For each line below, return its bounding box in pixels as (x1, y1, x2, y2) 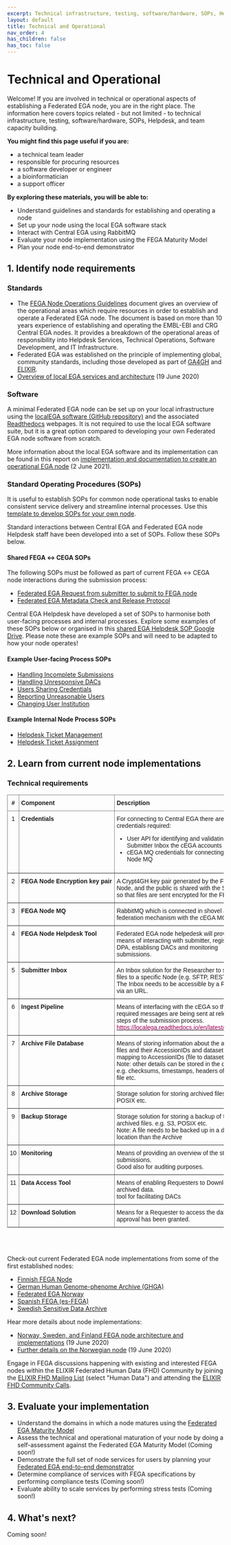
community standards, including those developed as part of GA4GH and (16, 357, 222, 365)
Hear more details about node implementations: (7, 1317, 142, 1325)
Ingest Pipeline (21, 1003, 64, 1010)
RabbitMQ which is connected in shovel (116, 906, 222, 915)
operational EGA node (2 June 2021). (7, 462, 112, 470)
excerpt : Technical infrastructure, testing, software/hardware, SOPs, (7, 10, 217, 17)
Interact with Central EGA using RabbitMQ (16, 228, 136, 236)
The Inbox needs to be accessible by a (116, 980, 220, 988)
